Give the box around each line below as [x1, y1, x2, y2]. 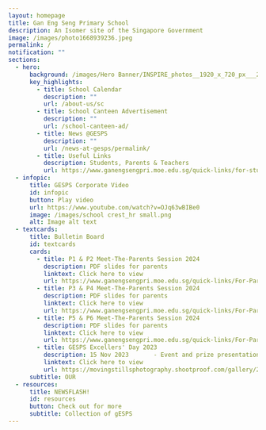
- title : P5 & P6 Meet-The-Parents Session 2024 [36, 314, 200, 322]
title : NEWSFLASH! [28, 388, 90, 396]
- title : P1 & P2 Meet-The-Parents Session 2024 [36, 255, 200, 263]
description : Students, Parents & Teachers [43, 159, 190, 167]
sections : [8, 56, 41, 64]
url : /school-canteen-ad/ [43, 122, 129, 130]
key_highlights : [28, 78, 83, 86]
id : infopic [28, 188, 69, 197]
